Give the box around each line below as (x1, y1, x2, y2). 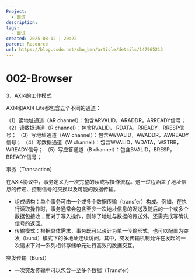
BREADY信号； (6, 153, 42, 160)
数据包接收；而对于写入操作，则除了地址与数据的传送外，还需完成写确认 (14, 212, 189, 219)
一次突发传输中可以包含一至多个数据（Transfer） (14, 267, 133, 274)
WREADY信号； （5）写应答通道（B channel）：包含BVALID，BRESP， (6, 146, 175, 153)
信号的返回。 (14, 220, 46, 227)
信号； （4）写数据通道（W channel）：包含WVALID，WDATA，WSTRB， (6, 139, 182, 146)
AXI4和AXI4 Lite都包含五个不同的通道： (6, 104, 101, 111)
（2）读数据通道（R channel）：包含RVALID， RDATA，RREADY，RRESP (6, 124, 179, 131)
